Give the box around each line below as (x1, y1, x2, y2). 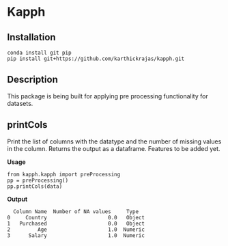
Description (7, 74, 58, 85)
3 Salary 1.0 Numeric (7, 232, 145, 239)
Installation (7, 31, 56, 43)
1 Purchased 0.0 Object (7, 220, 145, 227)
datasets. (7, 99, 33, 107)
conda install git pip (7, 49, 72, 56)
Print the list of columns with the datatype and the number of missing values (7, 137, 222, 146)
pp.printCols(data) (7, 182, 63, 190)
